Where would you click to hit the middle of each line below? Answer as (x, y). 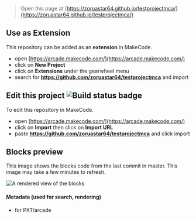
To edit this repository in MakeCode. (50, 109)
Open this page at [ (44, 8)
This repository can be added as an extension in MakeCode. (79, 47)
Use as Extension (38, 33)
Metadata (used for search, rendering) (54, 197)
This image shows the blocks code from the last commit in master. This (92, 166)
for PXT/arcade (33, 210)
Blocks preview (35, 152)
